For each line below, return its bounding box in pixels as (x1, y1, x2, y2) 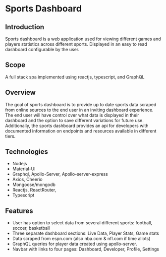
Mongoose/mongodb (12, 182, 56, 188)
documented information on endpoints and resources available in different (5, 128, 157, 134)
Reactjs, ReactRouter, (12, 187, 56, 193)
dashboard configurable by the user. (5, 47, 80, 52)
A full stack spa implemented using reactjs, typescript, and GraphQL (5, 74, 145, 80)
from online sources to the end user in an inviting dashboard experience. (5, 107, 154, 113)
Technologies (5, 147, 49, 156)
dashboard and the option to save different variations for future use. (5, 117, 144, 123)
